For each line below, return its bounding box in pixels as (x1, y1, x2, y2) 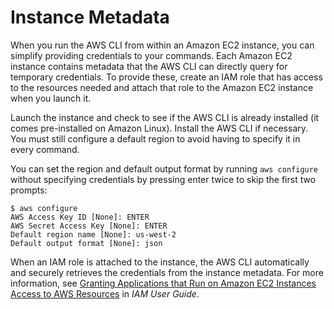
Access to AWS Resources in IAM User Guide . (10, 287, 200, 300)
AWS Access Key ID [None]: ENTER (10, 212, 150, 222)
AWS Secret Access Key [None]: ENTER (10, 221, 168, 231)
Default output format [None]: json (10, 238, 163, 248)
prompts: (10, 184, 48, 196)
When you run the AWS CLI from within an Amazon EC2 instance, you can (10, 39, 315, 51)
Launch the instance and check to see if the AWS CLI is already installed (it (10, 111, 320, 123)
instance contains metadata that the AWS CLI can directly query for (10, 60, 288, 72)
